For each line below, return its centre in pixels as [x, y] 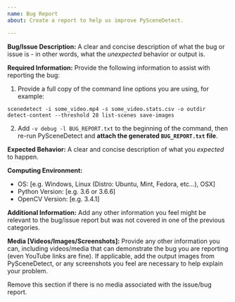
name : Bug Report [33, 14]
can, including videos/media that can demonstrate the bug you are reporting [118, 248]
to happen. [23, 157]
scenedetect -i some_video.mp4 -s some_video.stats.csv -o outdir [107, 109]
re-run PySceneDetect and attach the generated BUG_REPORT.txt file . [118, 136]
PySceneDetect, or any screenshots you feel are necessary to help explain [115, 263]
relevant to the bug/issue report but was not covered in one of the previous [116, 220]
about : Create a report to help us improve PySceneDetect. [96, 20]
